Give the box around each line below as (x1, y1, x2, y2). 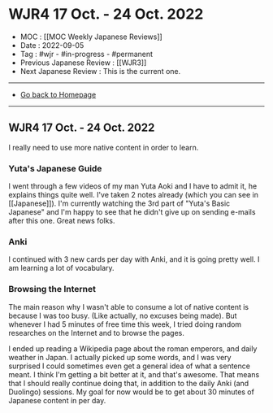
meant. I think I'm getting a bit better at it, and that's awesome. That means (8, 369, 260, 379)
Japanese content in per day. (8, 395, 106, 405)
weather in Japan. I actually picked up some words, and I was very (8, 352, 232, 362)
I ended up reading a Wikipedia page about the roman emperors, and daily (8, 343, 258, 354)
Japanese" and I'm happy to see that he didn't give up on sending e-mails (8, 207, 256, 217)
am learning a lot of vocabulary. (8, 263, 115, 273)
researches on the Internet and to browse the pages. (8, 328, 185, 337)
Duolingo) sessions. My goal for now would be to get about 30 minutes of (8, 387, 254, 397)
